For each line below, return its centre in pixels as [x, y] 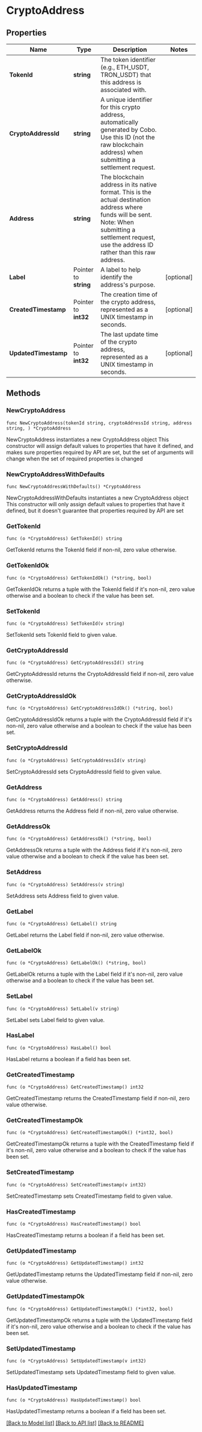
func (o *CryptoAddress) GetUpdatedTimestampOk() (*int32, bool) [90, 1309]
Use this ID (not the [127, 137]
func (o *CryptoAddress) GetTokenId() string [64, 539]
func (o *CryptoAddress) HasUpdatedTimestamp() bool [74, 1400]
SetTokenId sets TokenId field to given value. [62, 634]
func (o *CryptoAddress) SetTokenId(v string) [66, 624]
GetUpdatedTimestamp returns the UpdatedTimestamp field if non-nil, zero [100, 1274]
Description [130, 50]
